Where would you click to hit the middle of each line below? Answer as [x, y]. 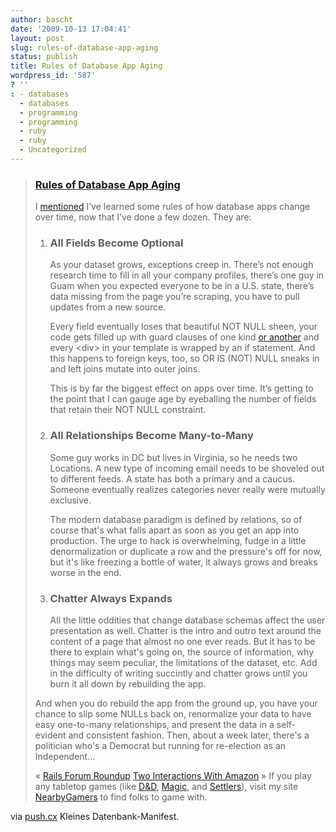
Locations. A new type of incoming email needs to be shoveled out [187, 468]
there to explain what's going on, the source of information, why [182, 652]
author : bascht [42, 19]
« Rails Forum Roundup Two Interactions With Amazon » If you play [173, 776]
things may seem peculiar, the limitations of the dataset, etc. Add [183, 663]
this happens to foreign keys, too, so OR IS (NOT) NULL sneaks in [184, 358]
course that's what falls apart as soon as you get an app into [174, 530]
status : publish [44, 57]
